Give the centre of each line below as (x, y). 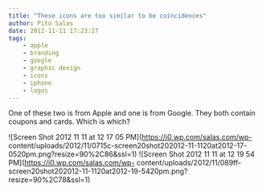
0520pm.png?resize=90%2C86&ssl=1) (73, 154)
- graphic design (52, 68)
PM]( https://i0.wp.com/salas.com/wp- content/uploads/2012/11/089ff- (125, 163)
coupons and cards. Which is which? (69, 122)
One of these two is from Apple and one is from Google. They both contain (132, 113)
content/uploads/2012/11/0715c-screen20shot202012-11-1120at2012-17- (128, 146)
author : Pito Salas (41, 23)
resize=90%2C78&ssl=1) (49, 180)
